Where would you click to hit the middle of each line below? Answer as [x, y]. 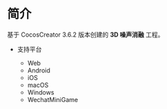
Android [39, 70]
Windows [41, 92]
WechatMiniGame [52, 99]
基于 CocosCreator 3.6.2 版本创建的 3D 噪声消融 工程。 [86, 34]
